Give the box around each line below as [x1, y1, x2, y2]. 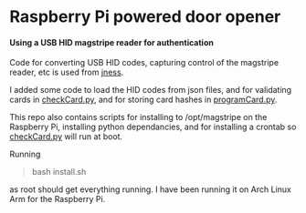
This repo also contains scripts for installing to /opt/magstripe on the [9, 112, 268, 123]
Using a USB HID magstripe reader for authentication [9, 36, 215, 47]
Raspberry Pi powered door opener [9, 6, 281, 27]
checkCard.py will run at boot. [9, 131, 123, 142]
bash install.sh [31, 167, 87, 177]
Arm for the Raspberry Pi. [9, 194, 106, 205]
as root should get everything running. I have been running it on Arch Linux [9, 184, 292, 195]
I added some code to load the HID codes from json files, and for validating [9, 85, 292, 96]
